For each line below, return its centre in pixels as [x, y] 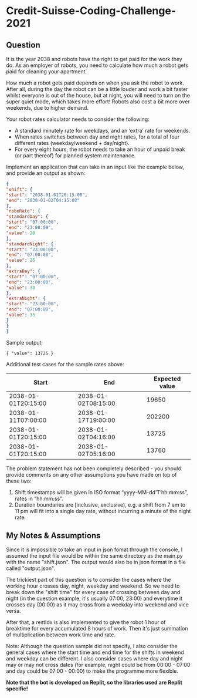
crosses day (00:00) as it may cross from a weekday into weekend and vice [98, 605]
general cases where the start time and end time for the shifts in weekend [95, 652]
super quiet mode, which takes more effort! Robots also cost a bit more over [98, 102]
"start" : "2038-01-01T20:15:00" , [47, 195]
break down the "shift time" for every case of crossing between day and [93, 592]
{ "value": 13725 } [30, 353]
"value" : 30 [21, 288]
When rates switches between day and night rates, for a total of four [97, 137]
